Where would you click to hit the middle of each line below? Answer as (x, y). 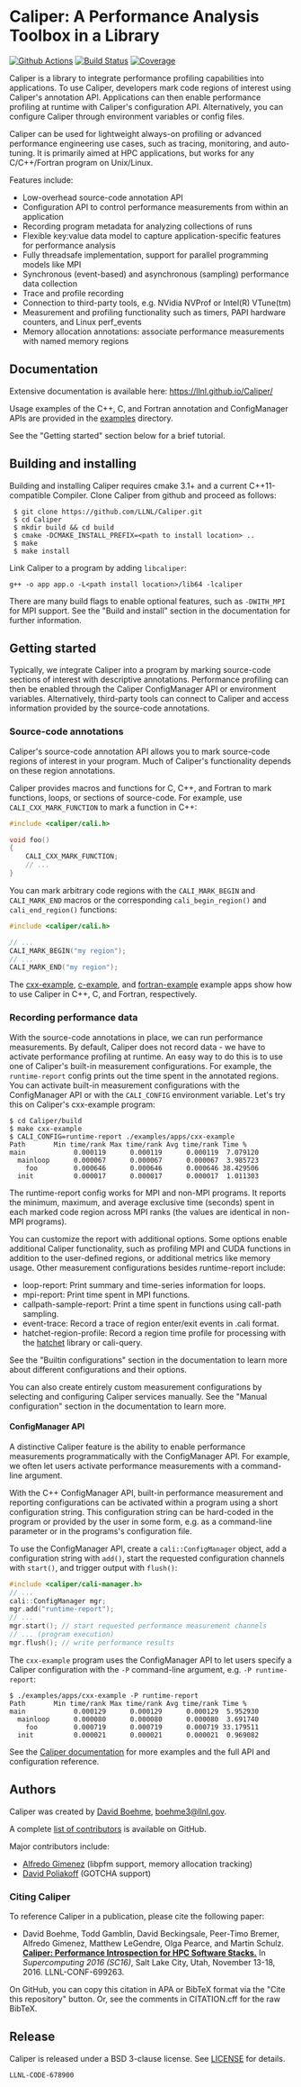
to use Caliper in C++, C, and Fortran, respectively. (103, 994)
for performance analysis (69, 245)
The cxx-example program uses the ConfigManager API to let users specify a (150, 1660)
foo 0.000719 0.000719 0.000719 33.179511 (142, 1727)
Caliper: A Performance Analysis (134, 17)
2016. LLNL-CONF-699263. (73, 1972)
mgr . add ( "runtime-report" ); (62, 1610)
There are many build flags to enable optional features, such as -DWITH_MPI (147, 601)
